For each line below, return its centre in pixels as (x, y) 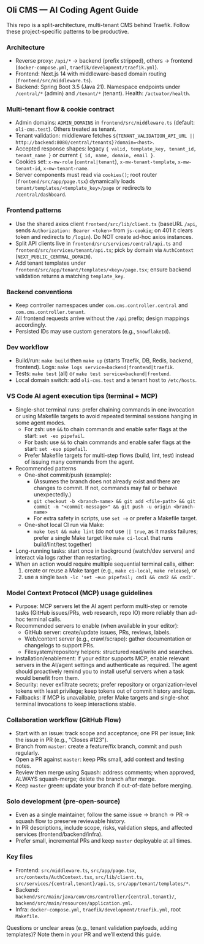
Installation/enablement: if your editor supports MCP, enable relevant (102, 658)
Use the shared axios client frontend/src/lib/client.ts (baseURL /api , (106, 224)
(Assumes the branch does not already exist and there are (107, 481)
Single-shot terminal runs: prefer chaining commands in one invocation (105, 409)
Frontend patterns (34, 210)
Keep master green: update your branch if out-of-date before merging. (104, 786)
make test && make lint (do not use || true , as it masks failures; (116, 531)
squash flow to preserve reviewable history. (70, 821)
